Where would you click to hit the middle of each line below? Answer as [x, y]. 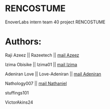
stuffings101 [17, 92]
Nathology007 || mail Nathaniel [36, 83]
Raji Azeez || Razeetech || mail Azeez [42, 55]
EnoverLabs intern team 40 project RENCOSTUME [55, 22]
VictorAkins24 [19, 102]
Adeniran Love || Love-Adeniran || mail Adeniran [53, 74]
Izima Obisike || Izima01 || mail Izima [41, 64]
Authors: [23, 42]
